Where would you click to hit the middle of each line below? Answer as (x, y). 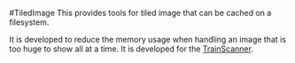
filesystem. (29, 22)
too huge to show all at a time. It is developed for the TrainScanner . (132, 49)
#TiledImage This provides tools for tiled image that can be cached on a (140, 13)
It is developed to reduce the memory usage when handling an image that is (147, 39)
